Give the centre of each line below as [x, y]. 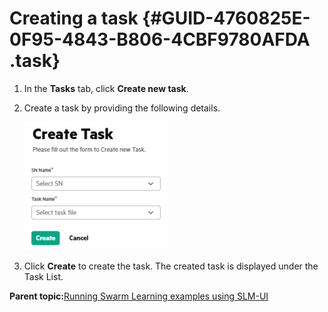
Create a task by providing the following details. [122, 108]
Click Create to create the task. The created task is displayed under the [171, 266]
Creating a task [74, 18]
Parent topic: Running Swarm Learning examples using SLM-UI [139, 296]
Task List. [43, 276]
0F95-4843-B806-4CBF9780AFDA [160, 39]
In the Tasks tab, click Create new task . [106, 88]
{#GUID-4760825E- [226, 18]
